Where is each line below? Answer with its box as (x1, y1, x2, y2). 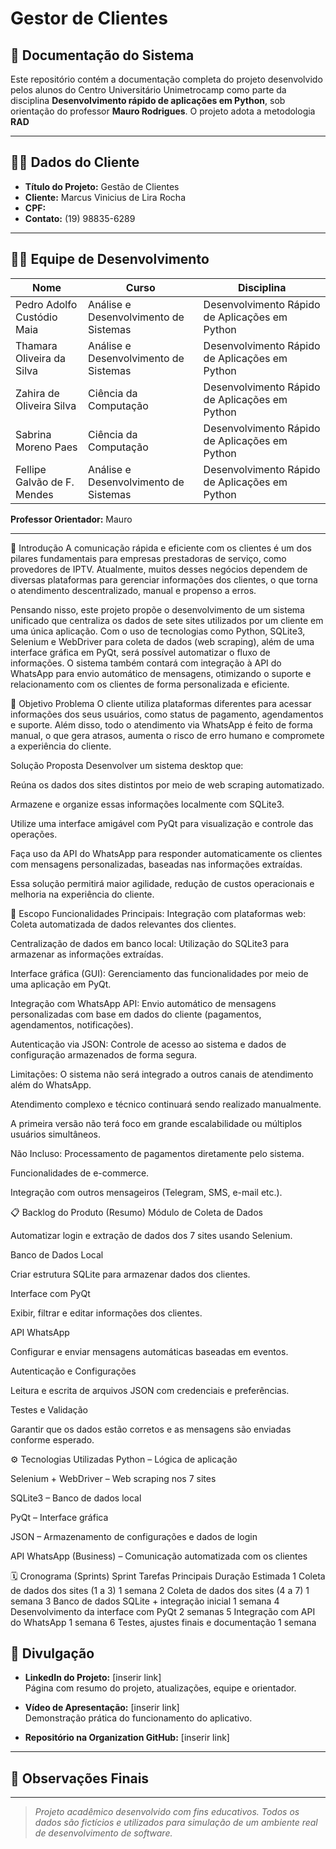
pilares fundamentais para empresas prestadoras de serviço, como (10, 552, 287, 564)
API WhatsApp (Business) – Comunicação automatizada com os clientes (10, 1550, 308, 1562)
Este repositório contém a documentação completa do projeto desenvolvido (10, 73, 323, 85)
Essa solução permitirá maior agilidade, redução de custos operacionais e (10, 877, 315, 889)
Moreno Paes (15, 440, 78, 454)
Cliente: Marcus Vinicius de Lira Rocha (24, 191, 186, 203)
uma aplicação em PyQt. (10, 978, 112, 990)
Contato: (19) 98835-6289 (24, 212, 136, 224)
